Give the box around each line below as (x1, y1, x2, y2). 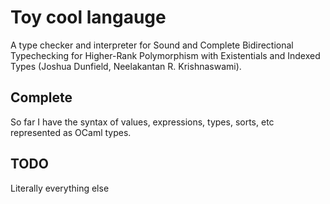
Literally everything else (10, 182, 110, 194)
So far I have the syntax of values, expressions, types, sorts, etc (10, 116, 275, 128)
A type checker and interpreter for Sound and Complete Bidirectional (10, 39, 294, 51)
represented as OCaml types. (10, 126, 132, 138)
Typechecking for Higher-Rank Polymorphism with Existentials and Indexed (10, 49, 321, 61)
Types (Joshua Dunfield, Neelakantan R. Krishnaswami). (10, 60, 242, 72)
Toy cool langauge (10, 6, 167, 29)
